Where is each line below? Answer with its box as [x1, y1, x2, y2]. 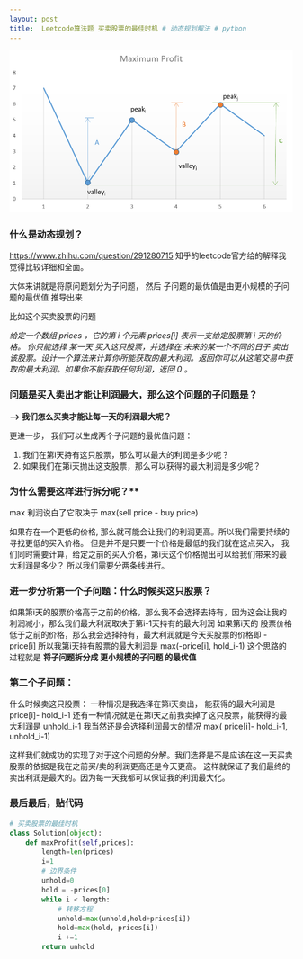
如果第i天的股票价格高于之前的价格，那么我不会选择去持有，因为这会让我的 [9, 607, 288, 618]
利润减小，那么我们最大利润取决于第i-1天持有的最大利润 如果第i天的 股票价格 [9, 618, 292, 629]
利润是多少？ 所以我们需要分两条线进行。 [16, 560, 169, 570]
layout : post [9, 14, 58, 23]
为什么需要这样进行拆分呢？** [9, 485, 139, 497]
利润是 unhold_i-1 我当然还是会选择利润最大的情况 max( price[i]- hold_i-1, [16, 721, 288, 732]
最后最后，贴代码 [9, 797, 84, 810]
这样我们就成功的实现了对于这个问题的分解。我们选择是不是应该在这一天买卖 [9, 749, 293, 760]
